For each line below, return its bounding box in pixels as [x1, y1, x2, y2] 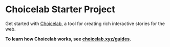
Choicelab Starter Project [5, 4, 115, 15]
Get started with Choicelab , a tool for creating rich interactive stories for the [5, 20, 165, 27]
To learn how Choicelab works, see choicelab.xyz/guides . [5, 36, 132, 42]
